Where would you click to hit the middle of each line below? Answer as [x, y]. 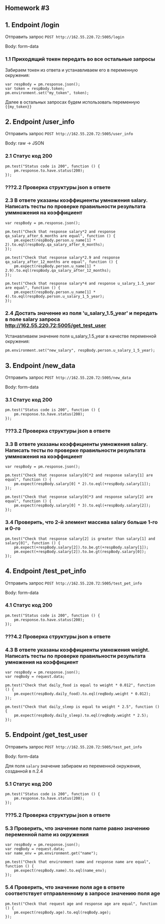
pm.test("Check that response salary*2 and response [60, 231]
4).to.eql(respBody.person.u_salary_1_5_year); [55, 296]
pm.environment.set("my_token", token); [47, 93]
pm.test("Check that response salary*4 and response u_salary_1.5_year [80, 283]
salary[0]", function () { [33, 543]
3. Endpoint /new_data [40, 365]
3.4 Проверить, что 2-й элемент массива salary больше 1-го [82, 522]
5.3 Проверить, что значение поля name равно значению [78, 828]
